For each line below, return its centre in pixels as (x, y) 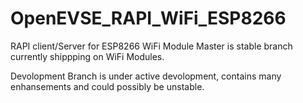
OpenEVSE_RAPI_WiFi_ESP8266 (148, 18)
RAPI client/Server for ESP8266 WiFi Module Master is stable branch (151, 46)
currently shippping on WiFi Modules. (87, 56)
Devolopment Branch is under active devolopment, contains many (146, 76)
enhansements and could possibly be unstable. (107, 86)
